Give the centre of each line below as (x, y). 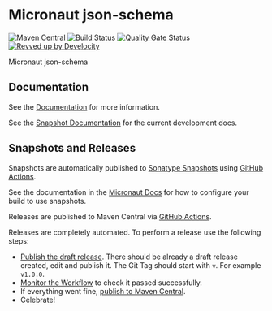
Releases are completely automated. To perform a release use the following (135, 232)
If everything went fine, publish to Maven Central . (103, 291)
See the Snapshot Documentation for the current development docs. (123, 123)
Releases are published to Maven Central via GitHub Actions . (110, 216)
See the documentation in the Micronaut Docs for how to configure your (129, 192)
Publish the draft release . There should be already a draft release (129, 257)
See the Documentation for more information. (84, 106)
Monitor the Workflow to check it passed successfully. (111, 283)
